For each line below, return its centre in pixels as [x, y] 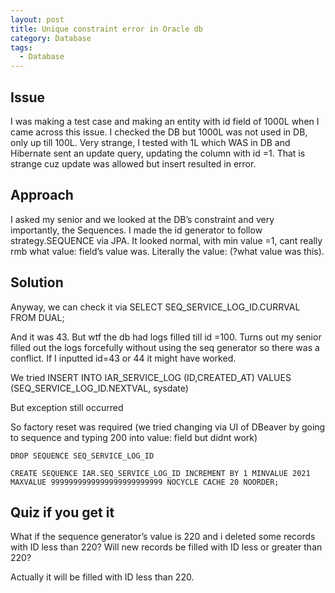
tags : [21, 47]
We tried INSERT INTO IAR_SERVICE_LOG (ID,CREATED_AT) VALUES [151, 377]
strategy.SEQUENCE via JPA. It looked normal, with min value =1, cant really [166, 240]
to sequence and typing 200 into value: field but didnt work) [134, 437]
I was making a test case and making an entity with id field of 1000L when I [165, 121]
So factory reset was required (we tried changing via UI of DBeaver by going [168, 427]
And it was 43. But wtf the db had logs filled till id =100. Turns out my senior [166, 337]
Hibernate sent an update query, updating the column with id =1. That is [158, 153]
